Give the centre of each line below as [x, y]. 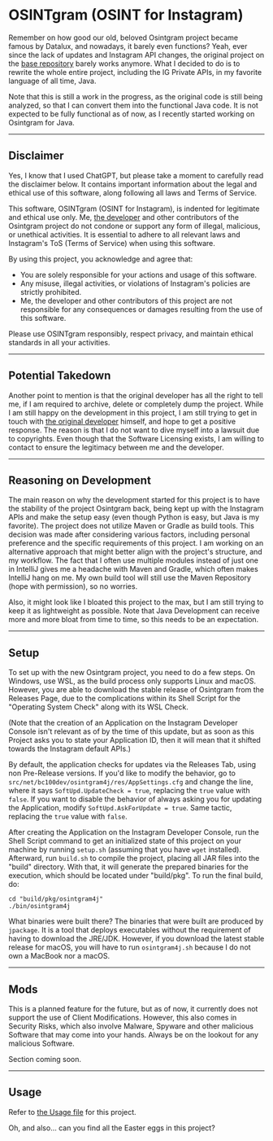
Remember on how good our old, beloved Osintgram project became [123, 37]
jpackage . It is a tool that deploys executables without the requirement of [130, 930]
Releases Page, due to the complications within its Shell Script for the [125, 699]
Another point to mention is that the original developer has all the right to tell [136, 395]
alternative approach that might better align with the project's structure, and [135, 552]
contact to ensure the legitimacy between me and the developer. [117, 447]
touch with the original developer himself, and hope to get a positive [122, 421]
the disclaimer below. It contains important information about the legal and [133, 184]
